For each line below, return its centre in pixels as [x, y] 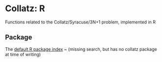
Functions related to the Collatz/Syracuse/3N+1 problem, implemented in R [80, 22]
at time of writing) [23, 54]
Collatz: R [25, 9]
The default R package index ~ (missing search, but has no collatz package [81, 49]
